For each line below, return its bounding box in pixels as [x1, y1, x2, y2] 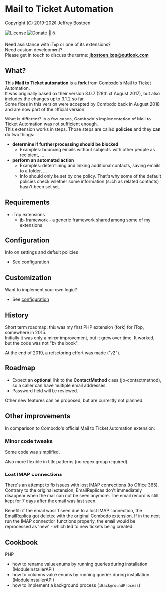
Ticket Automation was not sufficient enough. [5, 121, 98, 127]
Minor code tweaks [5, 437, 53, 444]
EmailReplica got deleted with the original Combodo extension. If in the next [5, 513, 160, 519]
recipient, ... [19, 152, 45, 158]
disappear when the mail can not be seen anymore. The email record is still [5, 493, 159, 499]
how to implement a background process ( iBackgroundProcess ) [12, 582, 141, 588]
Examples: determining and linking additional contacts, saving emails [19, 162, 161, 168]
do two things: [5, 131, 35, 137]
